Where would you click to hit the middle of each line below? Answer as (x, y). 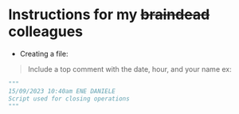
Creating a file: (44, 53)
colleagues (46, 31)
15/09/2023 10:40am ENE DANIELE (62, 91)
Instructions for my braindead (109, 15)
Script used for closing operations (69, 98)
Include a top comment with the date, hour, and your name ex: (130, 69)
